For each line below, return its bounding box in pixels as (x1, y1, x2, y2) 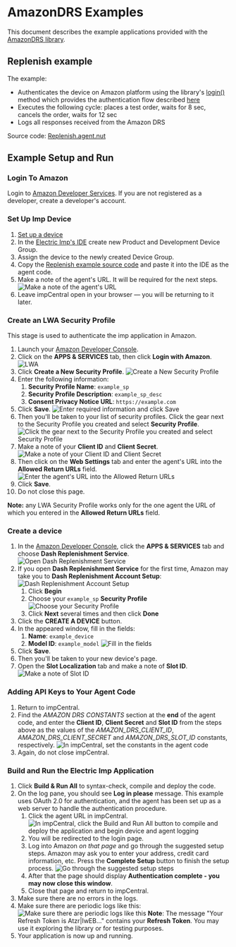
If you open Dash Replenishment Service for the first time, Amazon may (17, 565, 229, 573)
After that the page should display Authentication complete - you (27, 872, 220, 880)
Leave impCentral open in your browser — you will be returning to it (17, 290, 214, 298)
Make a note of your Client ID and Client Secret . (17, 442, 159, 451)
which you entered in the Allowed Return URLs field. (7, 508, 161, 517)
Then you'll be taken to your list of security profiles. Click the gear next (17, 413, 224, 421)
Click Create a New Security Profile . (17, 367, 125, 376)
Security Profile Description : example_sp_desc (27, 390, 163, 398)
